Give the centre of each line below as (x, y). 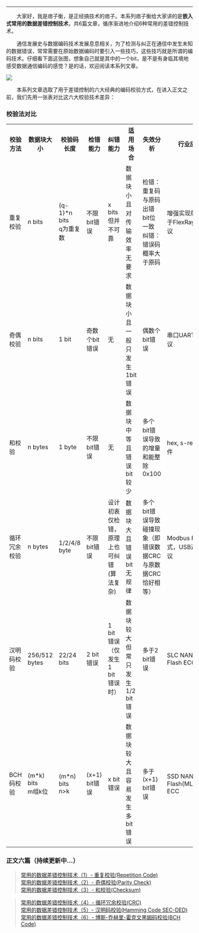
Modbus (178, 538)
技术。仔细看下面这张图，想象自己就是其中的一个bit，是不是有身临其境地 (100, 58)
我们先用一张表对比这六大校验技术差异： (66, 97)
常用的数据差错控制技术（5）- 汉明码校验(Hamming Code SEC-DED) (104, 910)
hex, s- (177, 443)
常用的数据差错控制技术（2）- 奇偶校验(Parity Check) (86, 882)
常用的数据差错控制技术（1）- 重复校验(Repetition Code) (89, 875)
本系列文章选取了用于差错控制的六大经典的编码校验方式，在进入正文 (99, 89)
